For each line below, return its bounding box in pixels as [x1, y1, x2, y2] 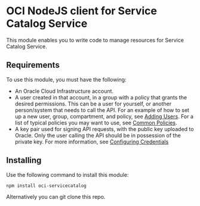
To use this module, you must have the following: [6, 76, 127, 83]
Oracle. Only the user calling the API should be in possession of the [14, 132, 181, 139]
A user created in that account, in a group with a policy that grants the [14, 93, 187, 101]
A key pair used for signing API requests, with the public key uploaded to [14, 125, 194, 132]
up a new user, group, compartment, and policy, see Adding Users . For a [14, 113, 194, 120]
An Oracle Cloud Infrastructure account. [14, 88, 114, 95]
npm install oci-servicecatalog [6, 183, 87, 189]
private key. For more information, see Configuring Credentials [14, 138, 169, 145]
